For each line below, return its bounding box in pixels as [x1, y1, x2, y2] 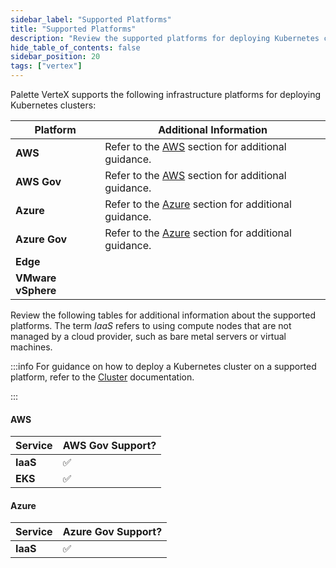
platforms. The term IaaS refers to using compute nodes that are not [10, 320, 292, 331]
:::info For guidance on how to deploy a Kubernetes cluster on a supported [10, 361, 317, 372]
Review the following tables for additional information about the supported [10, 309, 316, 321]
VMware [15, 271, 57, 285]
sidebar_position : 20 [10, 52, 101, 62]
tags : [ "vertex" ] [10, 61, 83, 71]
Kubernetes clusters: [10, 99, 97, 111]
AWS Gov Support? [62, 439, 157, 453]
